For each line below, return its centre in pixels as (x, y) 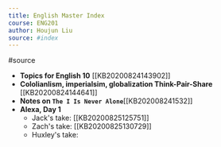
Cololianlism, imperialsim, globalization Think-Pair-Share (116, 84)
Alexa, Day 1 (40, 110)
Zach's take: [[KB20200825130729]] (92, 126)
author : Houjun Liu (41, 30)
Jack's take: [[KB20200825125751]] (90, 118)
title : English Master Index (56, 15)
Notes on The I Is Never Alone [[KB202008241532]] (106, 101)
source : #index (33, 38)
